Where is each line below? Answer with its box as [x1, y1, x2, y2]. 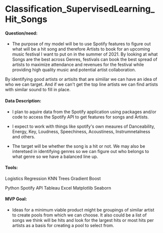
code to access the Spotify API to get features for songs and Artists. [12, 114, 149, 120]
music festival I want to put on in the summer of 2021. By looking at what [12, 51, 158, 57]
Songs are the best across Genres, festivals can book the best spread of [12, 57, 158, 62]
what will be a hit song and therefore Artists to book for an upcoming [12, 46, 150, 52]
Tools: [5, 165, 18, 171]
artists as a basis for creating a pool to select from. [12, 223, 114, 228]
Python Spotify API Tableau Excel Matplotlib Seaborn [5, 185, 111, 191]
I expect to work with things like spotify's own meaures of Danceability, [12, 123, 155, 129]
